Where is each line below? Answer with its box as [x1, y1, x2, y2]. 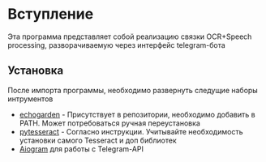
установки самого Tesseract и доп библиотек [19, 135, 178, 145]
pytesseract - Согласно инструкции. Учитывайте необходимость [19, 126, 243, 136]
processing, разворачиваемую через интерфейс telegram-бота [7, 40, 226, 49]
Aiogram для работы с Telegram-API [19, 143, 144, 154]
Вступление [7, 5, 94, 23]
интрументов [7, 94, 54, 104]
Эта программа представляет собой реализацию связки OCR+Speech [7, 32, 252, 41]
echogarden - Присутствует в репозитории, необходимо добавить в [19, 109, 256, 119]
